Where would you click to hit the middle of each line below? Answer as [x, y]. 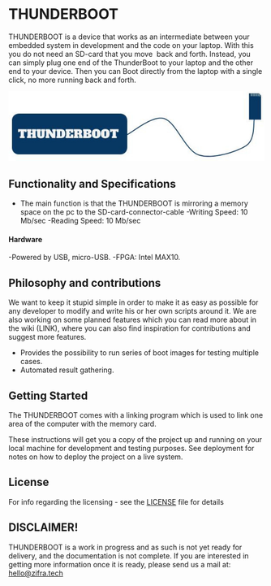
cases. [31, 362]
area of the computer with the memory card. [82, 424]
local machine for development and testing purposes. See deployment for [131, 449]
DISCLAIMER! [43, 528]
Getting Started [48, 395]
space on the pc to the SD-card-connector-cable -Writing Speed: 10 [134, 212]
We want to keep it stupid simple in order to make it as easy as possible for [133, 302]
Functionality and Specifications [92, 184]
